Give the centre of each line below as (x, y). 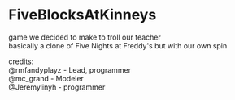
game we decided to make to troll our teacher (85, 37)
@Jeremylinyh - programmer (57, 87)
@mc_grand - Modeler (46, 78)
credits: (21, 61)
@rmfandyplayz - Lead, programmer (70, 69)
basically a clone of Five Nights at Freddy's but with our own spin (118, 45)
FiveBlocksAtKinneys (83, 15)
